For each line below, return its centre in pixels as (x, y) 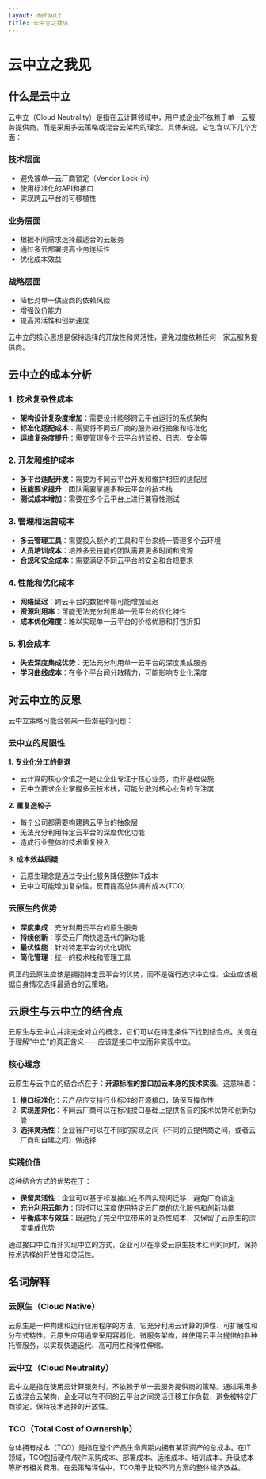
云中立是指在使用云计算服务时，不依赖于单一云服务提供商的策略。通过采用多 (133, 1387)
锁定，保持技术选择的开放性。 (63, 1407)
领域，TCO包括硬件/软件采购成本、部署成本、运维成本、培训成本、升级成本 (131, 1458)
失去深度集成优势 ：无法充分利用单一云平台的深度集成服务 (113, 663)
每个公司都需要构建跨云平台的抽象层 (79, 822)
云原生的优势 (33, 908)
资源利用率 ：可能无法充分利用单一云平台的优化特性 (103, 611)
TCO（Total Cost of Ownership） (73, 1428)
